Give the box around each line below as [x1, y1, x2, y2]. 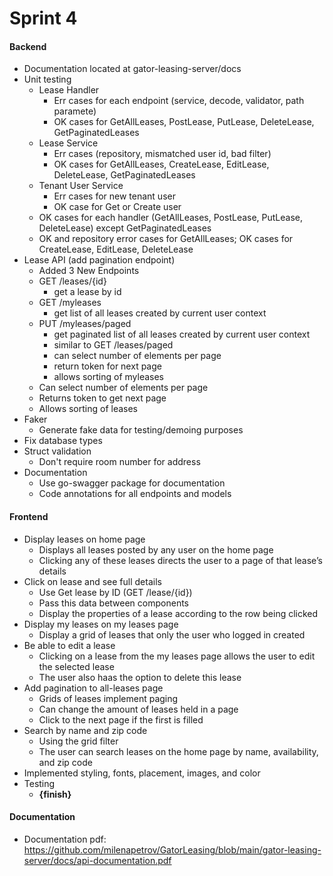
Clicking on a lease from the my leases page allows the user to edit [38, 650, 316, 662]
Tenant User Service [38, 180, 124, 192]
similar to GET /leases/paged [53, 339, 174, 351]
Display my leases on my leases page [23, 618, 179, 630]
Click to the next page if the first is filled [38, 713, 204, 726]
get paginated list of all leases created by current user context [53, 328, 311, 341]
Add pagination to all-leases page [23, 682, 164, 694]
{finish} [38, 788, 72, 800]
